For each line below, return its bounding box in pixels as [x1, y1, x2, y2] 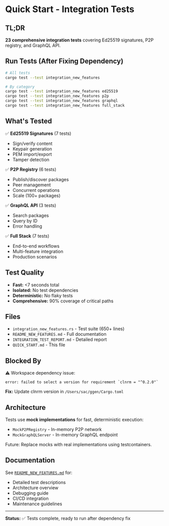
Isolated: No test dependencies [12, 287, 78, 293]
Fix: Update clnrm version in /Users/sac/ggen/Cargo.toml [5, 389, 124, 395]
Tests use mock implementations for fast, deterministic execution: [5, 416, 144, 423]
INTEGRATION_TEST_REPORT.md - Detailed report [12, 337, 107, 343]
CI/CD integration [12, 495, 49, 501]
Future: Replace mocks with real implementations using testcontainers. [5, 442, 152, 447]
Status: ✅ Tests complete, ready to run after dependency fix [5, 515, 131, 521]
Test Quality [5, 269, 44, 277]
